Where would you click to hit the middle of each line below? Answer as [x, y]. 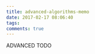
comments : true [25, 28]
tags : [13, 23]
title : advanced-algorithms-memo [48, 12]
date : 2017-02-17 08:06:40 [40, 17]
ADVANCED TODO [29, 46]
